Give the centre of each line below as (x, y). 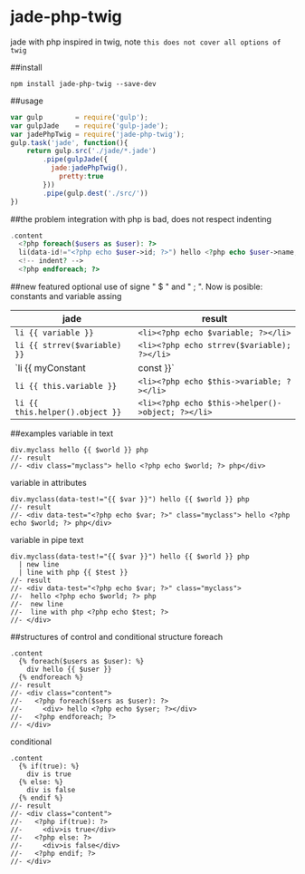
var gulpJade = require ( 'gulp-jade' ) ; (90, 126)
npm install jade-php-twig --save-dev (83, 83)
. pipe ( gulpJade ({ (75, 160)
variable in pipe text (47, 539)
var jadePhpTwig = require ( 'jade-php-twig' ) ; (97, 134)
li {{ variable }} (54, 332)
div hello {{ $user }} (69, 669)
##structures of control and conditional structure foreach (117, 636)
